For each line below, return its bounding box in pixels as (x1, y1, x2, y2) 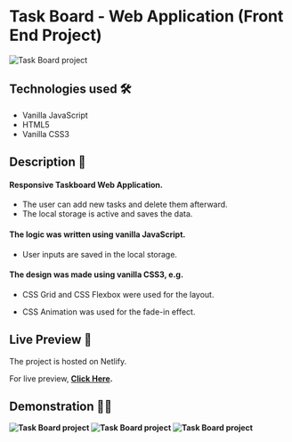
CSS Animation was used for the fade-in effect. (21, 306, 196, 317)
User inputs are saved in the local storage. (21, 249, 178, 259)
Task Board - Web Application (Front (9, 6, 284, 27)
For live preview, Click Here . (9, 372, 113, 384)
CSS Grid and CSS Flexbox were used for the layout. (21, 289, 215, 299)
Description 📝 (9, 154, 86, 170)
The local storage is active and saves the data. (21, 209, 193, 219)
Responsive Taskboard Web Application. (9, 179, 163, 190)
